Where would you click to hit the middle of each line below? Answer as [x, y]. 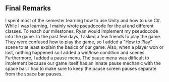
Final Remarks [28, 8]
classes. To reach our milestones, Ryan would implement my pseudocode [82, 31]
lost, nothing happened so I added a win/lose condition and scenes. [76, 52]
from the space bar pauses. [34, 74]
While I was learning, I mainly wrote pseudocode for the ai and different [79, 26]
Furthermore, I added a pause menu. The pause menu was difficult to [77, 58]
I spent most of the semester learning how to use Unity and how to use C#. [83, 20]
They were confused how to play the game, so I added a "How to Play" [79, 42]
